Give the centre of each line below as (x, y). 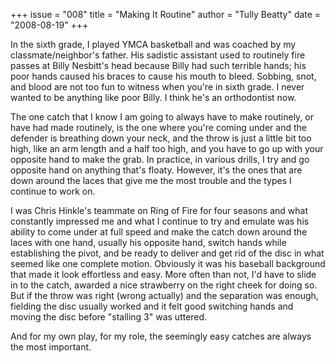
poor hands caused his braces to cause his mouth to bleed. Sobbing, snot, (163, 76)
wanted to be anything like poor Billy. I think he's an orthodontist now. (153, 97)
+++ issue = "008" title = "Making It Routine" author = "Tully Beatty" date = (166, 14)
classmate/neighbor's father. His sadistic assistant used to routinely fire (158, 55)
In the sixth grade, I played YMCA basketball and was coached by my (153, 44)
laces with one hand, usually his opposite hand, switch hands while (148, 242)
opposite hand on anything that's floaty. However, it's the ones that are (156, 170)
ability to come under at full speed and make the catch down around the (159, 232)
